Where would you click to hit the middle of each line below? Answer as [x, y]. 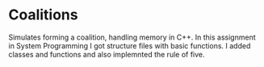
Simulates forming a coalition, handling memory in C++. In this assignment [132, 37]
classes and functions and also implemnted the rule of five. [107, 54]
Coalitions [43, 15]
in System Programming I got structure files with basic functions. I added [130, 45]
